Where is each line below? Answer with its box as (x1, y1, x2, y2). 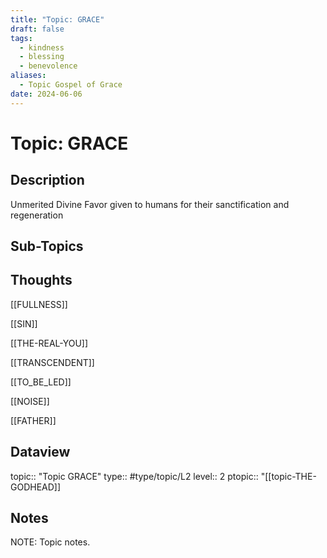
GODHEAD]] (10, 481, 62, 493)
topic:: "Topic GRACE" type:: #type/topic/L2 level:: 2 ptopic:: (10, 470, 259, 482)
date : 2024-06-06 (10, 89, 83, 99)
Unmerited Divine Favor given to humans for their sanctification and (10, 198, 290, 210)
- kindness (19, 42, 65, 53)
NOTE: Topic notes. (10, 536, 91, 548)
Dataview (10, 444, 71, 461)
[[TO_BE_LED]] (10, 376, 72, 388)
